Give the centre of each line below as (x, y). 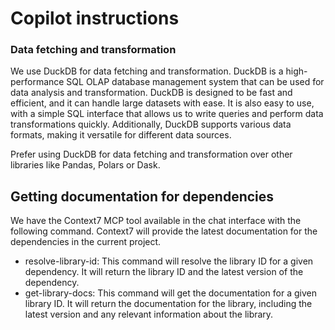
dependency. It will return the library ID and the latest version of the (164, 272)
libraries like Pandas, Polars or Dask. (85, 165)
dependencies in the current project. (86, 242)
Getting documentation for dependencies (142, 196)
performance (37, 82)
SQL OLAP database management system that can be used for (195, 82)
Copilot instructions (95, 18)
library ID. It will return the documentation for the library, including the (168, 304)
